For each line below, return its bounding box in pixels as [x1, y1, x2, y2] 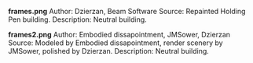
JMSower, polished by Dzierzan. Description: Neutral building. [8, 47, 210, 55]
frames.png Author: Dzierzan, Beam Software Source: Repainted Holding [8, 7, 246, 16]
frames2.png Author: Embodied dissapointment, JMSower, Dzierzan [8, 30, 230, 39]
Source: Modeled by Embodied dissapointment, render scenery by [8, 38, 223, 47]
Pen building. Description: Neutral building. [8, 15, 147, 24]
